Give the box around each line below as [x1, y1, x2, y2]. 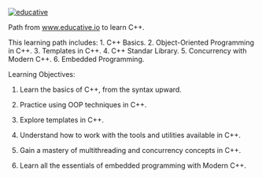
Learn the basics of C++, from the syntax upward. [19, 85, 183, 94]
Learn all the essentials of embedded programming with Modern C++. [19, 161, 246, 170]
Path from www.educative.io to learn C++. [8, 23, 146, 31]
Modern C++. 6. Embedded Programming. [8, 55, 145, 64]
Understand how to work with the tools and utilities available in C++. [19, 130, 242, 140]
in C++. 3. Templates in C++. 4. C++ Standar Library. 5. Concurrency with [8, 46, 247, 55]
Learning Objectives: [8, 70, 76, 78]
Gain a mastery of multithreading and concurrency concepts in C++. [19, 146, 242, 154]
